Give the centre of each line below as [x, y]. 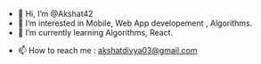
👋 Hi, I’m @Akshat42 [55, 14]
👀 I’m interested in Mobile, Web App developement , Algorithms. [135, 23]
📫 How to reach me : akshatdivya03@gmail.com [107, 50]
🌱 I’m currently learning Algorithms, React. [95, 32]
